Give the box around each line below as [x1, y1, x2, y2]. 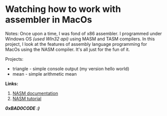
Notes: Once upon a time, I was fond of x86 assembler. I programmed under [5, 30, 162, 36]
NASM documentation [12, 90, 58, 96]
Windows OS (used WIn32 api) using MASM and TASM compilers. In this [5, 36, 155, 42]
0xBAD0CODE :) [5, 105, 40, 111]
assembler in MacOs [5, 14, 92, 25]
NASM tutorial [12, 96, 41, 102]
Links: [5, 81, 18, 87]
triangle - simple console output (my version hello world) [12, 66, 129, 72]
